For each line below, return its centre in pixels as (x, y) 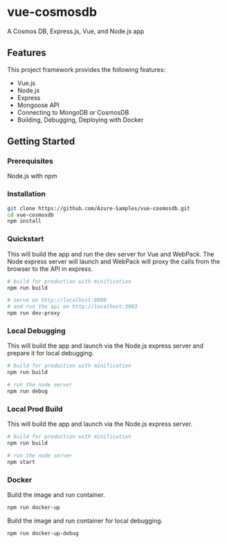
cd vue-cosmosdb (30, 215)
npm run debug (28, 391)
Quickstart (26, 239)
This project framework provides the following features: (87, 69)
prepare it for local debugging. (51, 353)
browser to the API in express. (50, 269)
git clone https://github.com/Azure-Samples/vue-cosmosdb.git (99, 208)
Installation (27, 194)
